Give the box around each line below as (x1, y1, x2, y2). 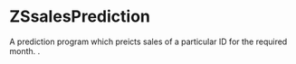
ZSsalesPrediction (9, 6, 151, 27)
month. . (9, 45, 41, 56)
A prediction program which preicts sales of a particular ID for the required (9, 36, 288, 47)
